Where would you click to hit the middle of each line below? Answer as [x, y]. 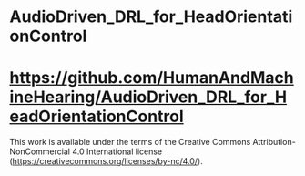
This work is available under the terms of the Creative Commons [130, 142]
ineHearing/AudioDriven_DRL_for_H [148, 97]
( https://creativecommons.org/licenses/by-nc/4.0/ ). [106, 161]
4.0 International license [117, 151]
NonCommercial [40, 151]
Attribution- [274, 142]
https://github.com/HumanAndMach [152, 78]
